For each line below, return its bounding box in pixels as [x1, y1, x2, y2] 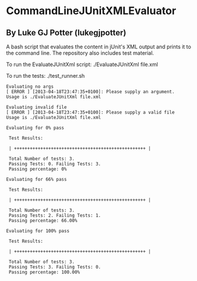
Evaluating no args [6, 84, 54, 90]
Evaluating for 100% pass [6, 228, 69, 234]
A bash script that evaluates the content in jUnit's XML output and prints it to [6, 43, 191, 50]
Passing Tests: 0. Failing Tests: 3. [8, 161, 101, 167]
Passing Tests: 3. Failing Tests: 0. [8, 264, 101, 270]
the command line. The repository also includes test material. [6, 49, 154, 57]
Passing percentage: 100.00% [8, 269, 81, 275]
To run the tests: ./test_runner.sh [6, 72, 85, 79]
